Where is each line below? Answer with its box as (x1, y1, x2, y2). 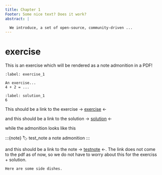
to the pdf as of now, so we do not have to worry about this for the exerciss (5, 151, 157, 157)
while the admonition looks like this (5, 125, 76, 131)
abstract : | (5, 16, 29, 21)
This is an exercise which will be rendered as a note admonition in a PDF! (5, 62, 153, 69)
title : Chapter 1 (5, 7, 41, 12)
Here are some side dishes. (5, 166, 63, 172)
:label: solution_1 (5, 94, 45, 99)
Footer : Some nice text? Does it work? (5, 12, 87, 17)
